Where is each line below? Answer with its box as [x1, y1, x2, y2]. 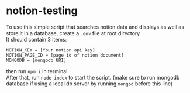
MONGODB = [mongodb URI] [6, 57, 67, 63]
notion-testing [6, 4, 78, 18]
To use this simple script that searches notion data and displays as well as [6, 23, 185, 30]
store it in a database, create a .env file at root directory [6, 29, 140, 36]
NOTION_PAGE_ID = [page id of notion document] [6, 52, 125, 58]
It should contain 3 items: [6, 36, 67, 43]
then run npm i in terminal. [6, 67, 69, 74]
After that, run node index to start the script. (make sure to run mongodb [6, 74, 180, 81]
